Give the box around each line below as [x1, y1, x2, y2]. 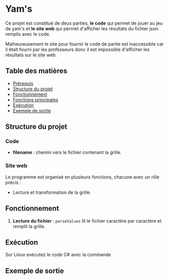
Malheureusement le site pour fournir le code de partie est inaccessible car [5, 41, 164, 47]
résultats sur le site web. [5, 52, 57, 58]
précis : [5, 179, 22, 185]
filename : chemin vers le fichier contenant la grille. [12, 149, 122, 155]
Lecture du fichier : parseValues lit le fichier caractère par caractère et [12, 217, 162, 224]
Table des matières [5, 67, 68, 75]
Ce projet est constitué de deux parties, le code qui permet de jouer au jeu [5, 20, 163, 26]
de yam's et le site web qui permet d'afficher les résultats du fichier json [5, 25, 159, 31]
